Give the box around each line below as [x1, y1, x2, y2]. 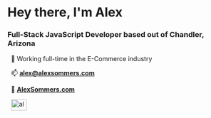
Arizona [7, 38, 36, 48]
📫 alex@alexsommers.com [10, 69, 95, 77]
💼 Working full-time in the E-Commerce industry [10, 55, 153, 63]
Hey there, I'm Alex [7, 4, 123, 21]
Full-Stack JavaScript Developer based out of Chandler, [7, 30, 205, 40]
